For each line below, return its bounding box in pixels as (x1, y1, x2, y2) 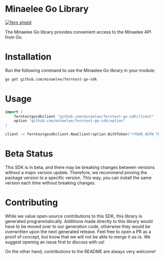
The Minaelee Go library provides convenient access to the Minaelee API (5, 29, 151, 35)
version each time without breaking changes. (5, 180, 96, 186)
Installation (5, 51, 52, 62)
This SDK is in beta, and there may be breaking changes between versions (5, 164, 155, 170)
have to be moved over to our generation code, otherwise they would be (5, 223, 150, 229)
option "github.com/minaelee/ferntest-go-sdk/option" (14, 119, 125, 123)
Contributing (5, 197, 58, 208)
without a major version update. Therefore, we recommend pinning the (5, 170, 147, 175)
